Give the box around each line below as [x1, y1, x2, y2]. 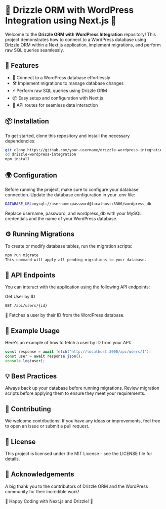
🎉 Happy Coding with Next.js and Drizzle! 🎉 [5, 498, 93, 504]
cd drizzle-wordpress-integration [5, 152, 77, 157]
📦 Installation [5, 117, 49, 126]
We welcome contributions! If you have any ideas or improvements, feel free [5, 418, 161, 424]
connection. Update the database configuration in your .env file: [5, 192, 135, 197]
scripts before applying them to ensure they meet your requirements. [5, 390, 146, 396]
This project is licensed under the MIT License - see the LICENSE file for [5, 451, 152, 457]
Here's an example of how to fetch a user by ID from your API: [5, 339, 131, 345]
